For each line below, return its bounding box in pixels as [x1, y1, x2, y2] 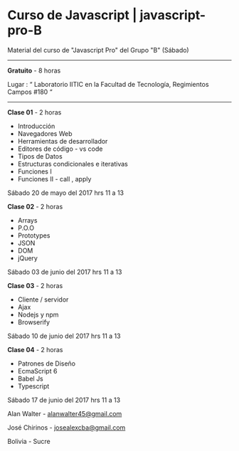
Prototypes [17, 231, 51, 240]
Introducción [17, 122, 55, 130]
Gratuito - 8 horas [7, 66, 61, 75]
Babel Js [17, 374, 44, 383]
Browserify [17, 317, 50, 327]
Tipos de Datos [17, 152, 63, 160]
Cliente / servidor [17, 295, 69, 304]
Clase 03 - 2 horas [7, 281, 63, 290]
